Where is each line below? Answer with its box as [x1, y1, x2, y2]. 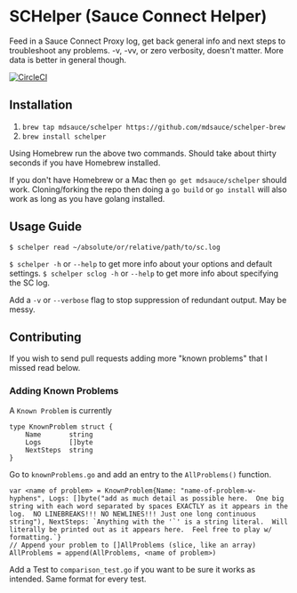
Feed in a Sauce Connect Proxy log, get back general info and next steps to [9, 36, 286, 46]
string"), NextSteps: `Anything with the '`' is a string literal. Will [9, 517, 289, 526]
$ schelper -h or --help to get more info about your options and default [9, 258, 273, 268]
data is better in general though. [9, 54, 127, 65]
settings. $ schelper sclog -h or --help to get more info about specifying [9, 268, 278, 278]
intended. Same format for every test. [9, 573, 147, 584]
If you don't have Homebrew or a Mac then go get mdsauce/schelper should [9, 174, 287, 185]
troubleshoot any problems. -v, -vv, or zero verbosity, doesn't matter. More [9, 44, 285, 55]
